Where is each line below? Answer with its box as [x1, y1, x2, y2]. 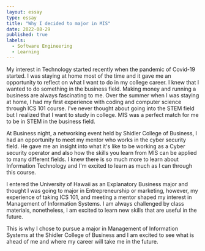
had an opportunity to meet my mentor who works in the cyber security [6, 136, 187, 143]
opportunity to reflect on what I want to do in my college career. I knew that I [6, 78, 199, 86]
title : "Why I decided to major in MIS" [6, 20, 111, 26]
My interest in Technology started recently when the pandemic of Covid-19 [6, 66, 196, 73]
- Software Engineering [12, 43, 72, 50]
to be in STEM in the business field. [6, 118, 96, 125]
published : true [6, 32, 48, 38]
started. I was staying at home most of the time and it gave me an [6, 72, 171, 80]
